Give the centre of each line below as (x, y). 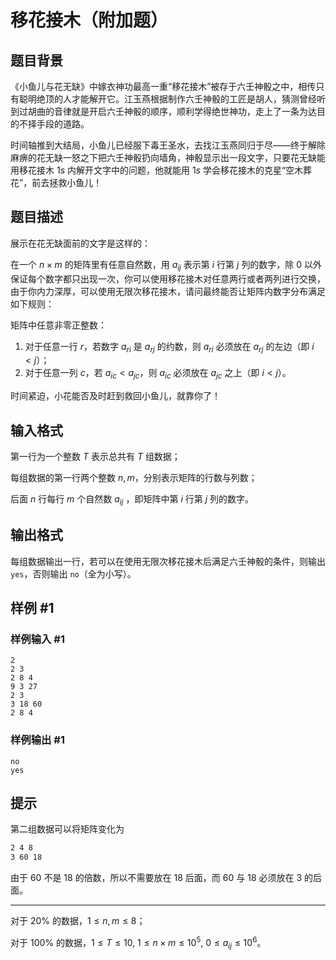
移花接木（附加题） (89, 20)
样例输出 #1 (37, 740)
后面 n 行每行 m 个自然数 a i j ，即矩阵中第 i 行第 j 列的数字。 (132, 500)
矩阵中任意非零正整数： (58, 325)
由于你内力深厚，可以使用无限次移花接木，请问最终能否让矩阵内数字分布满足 (168, 291)
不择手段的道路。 (54, 124)
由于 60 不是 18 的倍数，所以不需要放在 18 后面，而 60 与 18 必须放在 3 (156, 878)
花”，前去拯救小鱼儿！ (56, 182)
